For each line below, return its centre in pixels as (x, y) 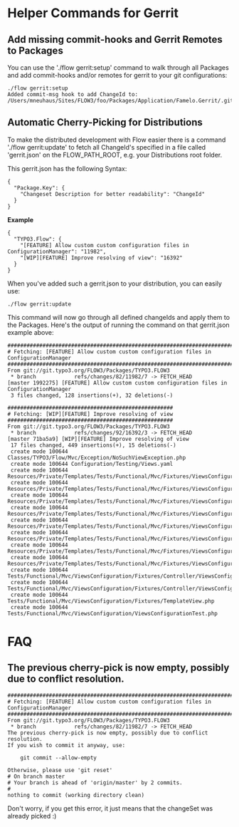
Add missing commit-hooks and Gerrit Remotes (115, 40)
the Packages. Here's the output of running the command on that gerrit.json (118, 325)
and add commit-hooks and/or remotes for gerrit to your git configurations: (117, 75)
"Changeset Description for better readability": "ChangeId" (112, 194)
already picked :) (32, 816)
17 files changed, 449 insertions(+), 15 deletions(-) (93, 445)
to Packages (36, 50)
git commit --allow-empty (59, 758)
